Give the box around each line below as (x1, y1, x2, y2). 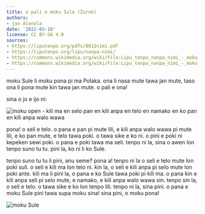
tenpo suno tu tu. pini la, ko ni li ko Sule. (6, 145, 107, 152)
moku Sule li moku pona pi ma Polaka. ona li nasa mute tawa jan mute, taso (6, 77, 195, 84)
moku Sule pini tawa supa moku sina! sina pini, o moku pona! (6, 189, 160, 196)
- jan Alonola (6, 20, 43, 26)
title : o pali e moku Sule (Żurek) (6, 9, 97, 15)
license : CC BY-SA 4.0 (6, 32, 64, 38)
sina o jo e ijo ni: (6, 95, 47, 103)
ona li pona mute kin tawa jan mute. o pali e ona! (6, 83, 128, 90)
